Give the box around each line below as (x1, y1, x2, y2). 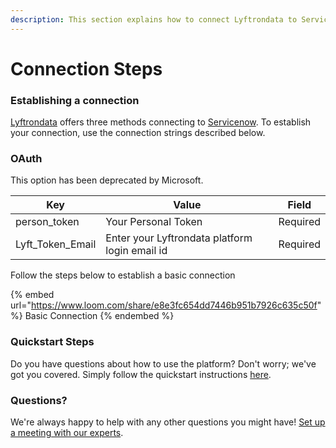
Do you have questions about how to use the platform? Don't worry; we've (10, 357, 317, 370)
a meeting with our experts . (10, 427, 124, 438)
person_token (15, 215, 80, 229)
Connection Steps (10, 57, 163, 80)
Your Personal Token (105, 215, 203, 229)
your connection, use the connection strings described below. (10, 127, 266, 139)
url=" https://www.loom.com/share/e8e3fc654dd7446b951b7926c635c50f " (10, 299, 322, 311)
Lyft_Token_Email (15, 237, 97, 251)
